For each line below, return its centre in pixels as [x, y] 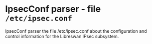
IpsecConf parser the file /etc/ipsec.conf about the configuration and [76, 31]
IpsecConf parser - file [53, 9]
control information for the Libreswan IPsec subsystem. [62, 36]
